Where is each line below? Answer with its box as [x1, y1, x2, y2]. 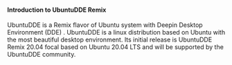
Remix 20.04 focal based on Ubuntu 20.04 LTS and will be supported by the [7, 43, 224, 51]
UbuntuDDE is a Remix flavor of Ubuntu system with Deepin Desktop [7, 21, 203, 29]
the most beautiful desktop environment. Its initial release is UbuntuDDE [7, 35, 213, 44]
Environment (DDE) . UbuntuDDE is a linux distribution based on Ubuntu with [7, 28, 226, 37]
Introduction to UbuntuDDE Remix [7, 6, 107, 14]
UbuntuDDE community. [7, 50, 76, 59]
